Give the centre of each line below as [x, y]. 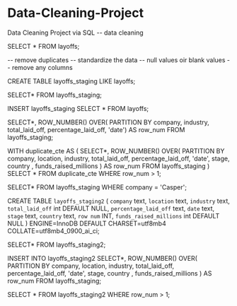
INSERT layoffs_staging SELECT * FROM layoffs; [78, 108]
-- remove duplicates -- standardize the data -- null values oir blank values [116, 60]
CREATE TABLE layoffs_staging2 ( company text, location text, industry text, [118, 201]
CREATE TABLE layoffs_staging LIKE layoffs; [71, 81]
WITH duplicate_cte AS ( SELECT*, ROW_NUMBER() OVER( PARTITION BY [116, 151]
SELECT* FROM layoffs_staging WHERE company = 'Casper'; [97, 187]
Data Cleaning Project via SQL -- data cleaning [75, 33]
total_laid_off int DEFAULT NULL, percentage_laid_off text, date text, [111, 208]
